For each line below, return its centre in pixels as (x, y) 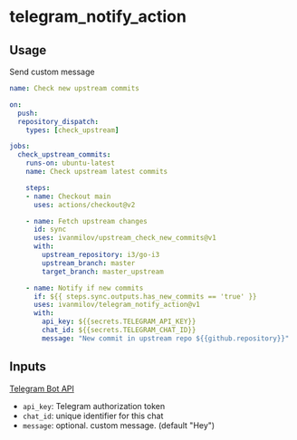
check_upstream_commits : (64, 155)
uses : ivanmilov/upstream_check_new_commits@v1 (125, 238)
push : (28, 113)
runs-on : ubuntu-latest (71, 163)
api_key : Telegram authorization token (94, 406)
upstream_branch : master (89, 263)
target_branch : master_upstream (103, 272)
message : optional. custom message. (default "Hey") (119, 425)
